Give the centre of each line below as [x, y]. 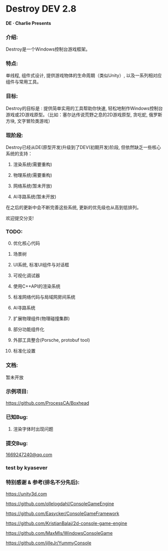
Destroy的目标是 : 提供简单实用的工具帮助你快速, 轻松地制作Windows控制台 [85, 108]
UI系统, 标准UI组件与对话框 [41, 265]
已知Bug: [17, 417]
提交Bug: [17, 444]
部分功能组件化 [29, 329]
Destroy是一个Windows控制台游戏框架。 [48, 49]
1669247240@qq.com [29, 455]
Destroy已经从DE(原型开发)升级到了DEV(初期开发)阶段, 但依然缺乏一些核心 [83, 147]
